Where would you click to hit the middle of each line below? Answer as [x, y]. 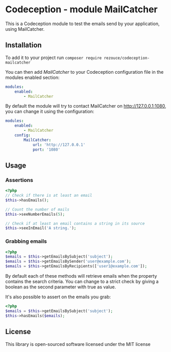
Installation [23, 45]
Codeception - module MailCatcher [81, 9]
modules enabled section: [32, 77]
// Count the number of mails [38, 209]
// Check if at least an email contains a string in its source [75, 223]
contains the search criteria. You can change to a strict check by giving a [82, 282]
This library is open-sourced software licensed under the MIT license [78, 344]
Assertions [19, 180]
